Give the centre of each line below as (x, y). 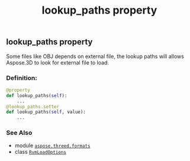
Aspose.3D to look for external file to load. (58, 62)
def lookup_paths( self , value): (46, 112)
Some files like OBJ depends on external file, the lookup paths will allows (95, 56)
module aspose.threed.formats (52, 146)
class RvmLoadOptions (40, 152)
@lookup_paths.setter (33, 107)
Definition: (22, 78)
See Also (19, 133)
